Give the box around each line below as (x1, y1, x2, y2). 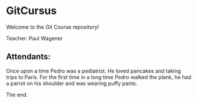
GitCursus (6, 4, 57, 18)
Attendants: (6, 51, 51, 62)
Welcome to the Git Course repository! (6, 23, 99, 30)
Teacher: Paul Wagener (6, 35, 63, 42)
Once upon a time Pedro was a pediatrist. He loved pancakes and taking (6, 67, 181, 74)
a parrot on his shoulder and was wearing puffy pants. (6, 80, 138, 87)
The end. (6, 91, 28, 98)
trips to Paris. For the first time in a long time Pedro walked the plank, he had (6, 73, 192, 80)
